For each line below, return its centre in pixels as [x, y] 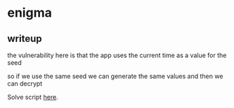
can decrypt [25, 84]
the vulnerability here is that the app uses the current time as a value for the [117, 55]
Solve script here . [33, 97]
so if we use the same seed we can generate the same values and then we [115, 76]
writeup [25, 39]
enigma [30, 13]
